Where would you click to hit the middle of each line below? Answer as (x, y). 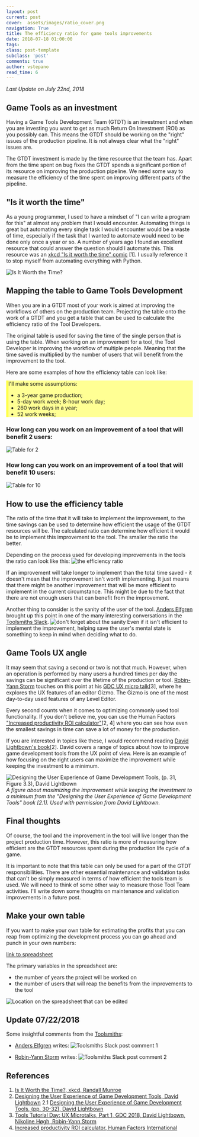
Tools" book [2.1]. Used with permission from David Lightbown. (83, 802)
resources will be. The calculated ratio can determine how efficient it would (98, 531)
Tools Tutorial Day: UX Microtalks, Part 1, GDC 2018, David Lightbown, (100, 1115)
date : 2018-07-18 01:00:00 (39, 39)
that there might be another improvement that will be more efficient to (91, 585)
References (28, 1076)
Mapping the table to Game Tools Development (94, 291)
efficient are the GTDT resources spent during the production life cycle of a (98, 848)
